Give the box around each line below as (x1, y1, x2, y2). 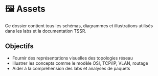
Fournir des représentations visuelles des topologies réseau (12, 55, 133, 61)
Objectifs (5, 42, 34, 51)
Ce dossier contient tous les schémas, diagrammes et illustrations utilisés (5, 22, 153, 29)
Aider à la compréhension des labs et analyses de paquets (12, 65, 131, 71)
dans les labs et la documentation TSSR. (5, 28, 87, 34)
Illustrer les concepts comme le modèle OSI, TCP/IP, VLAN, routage (12, 60, 148, 66)
